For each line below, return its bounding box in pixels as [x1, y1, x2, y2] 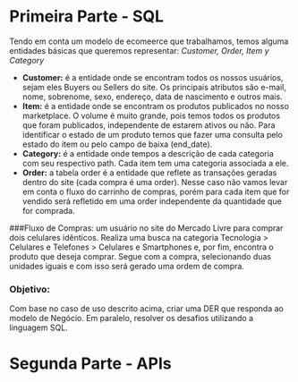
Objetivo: [9, 283, 51, 295]
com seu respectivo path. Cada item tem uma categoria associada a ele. [21, 157, 289, 168]
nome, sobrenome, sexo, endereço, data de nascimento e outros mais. [21, 91, 284, 102]
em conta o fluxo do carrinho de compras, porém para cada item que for [21, 186, 290, 197]
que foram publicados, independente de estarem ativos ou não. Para [21, 119, 276, 131]
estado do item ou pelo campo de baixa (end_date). [21, 139, 213, 149]
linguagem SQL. [9, 322, 69, 333]
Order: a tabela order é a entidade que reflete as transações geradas [21, 167, 277, 178]
